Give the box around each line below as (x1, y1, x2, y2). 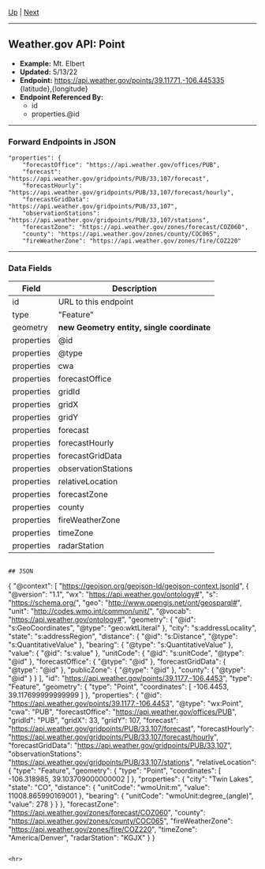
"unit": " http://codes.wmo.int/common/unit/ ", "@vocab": (8, 607, 192, 616)
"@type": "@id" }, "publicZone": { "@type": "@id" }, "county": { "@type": (8, 665, 246, 675)
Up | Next (8, 8, 39, 17)
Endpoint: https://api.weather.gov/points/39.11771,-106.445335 (19, 75, 225, 85)
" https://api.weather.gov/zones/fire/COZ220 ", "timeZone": (8, 825, 198, 834)
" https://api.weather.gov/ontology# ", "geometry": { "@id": (8, 615, 196, 624)
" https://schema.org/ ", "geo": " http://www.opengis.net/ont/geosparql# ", (8, 598, 242, 608)
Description (111, 283, 158, 294)
